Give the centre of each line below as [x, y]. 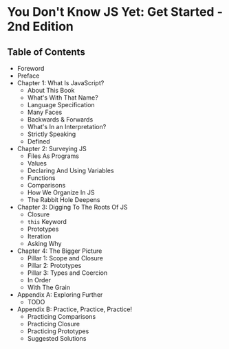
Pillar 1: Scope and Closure [65, 258]
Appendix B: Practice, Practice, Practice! [75, 309]
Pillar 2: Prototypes [54, 266]
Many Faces [45, 112]
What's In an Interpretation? [67, 127]
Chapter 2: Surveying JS [52, 149]
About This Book [51, 90]
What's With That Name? [63, 98]
